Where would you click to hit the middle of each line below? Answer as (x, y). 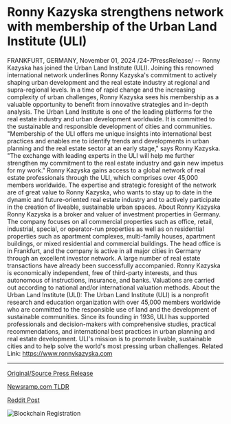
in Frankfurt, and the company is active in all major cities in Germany (104, 251)
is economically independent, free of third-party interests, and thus (102, 272)
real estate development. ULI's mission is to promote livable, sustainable (109, 339)
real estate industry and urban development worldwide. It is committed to (111, 119)
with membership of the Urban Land (112, 27)
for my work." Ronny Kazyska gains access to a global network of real (106, 170)
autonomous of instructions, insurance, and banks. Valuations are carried (111, 280)
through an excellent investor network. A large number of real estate (104, 258)
